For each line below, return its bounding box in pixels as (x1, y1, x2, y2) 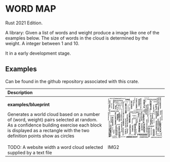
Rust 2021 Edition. (5, 20, 43, 26)
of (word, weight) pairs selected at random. (7, 116, 98, 123)
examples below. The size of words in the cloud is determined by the (5, 35, 148, 41)
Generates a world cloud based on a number (7, 111, 100, 117)
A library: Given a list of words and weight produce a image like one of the (5, 29, 160, 35)
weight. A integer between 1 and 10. (5, 40, 79, 46)
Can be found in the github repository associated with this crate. (5, 78, 139, 84)
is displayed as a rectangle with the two (7, 127, 90, 133)
